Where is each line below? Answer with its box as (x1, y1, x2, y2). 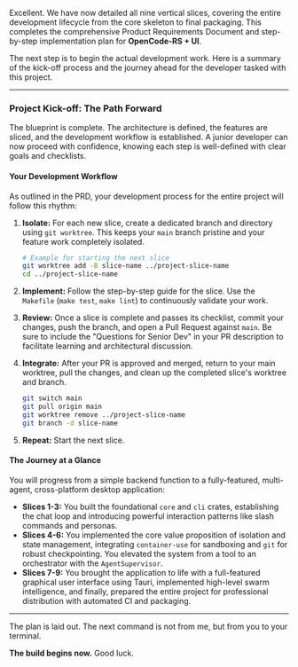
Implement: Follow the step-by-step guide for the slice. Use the (21, 286, 255, 296)
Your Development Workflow (9, 170, 118, 181)
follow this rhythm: (9, 200, 77, 211)
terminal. (9, 630, 42, 641)
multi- (262, 475, 284, 485)
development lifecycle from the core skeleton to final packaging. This (9, 17, 262, 27)
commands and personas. (21, 520, 118, 530)
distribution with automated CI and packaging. (21, 595, 192, 606)
